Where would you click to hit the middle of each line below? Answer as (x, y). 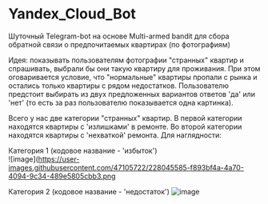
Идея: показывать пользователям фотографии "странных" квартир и (126, 60)
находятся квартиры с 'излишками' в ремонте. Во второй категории (125, 126)
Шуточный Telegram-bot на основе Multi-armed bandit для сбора (119, 36)
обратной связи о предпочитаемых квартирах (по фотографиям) (119, 44)
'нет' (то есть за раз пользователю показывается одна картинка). (121, 102)
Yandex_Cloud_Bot (72, 14)
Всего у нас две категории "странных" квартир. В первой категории (125, 118)
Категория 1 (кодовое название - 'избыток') (83, 150)
